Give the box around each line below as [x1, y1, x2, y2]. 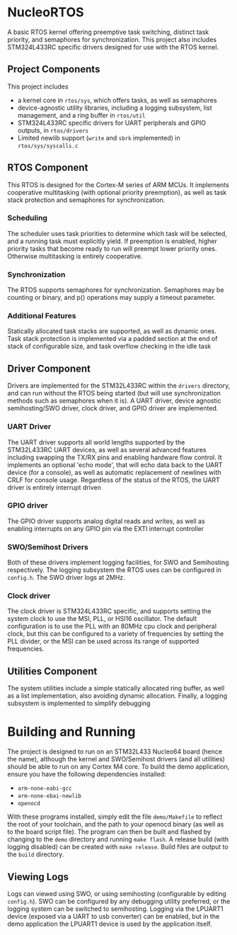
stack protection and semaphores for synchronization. [7, 196, 166, 204]
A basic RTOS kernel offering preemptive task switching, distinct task [7, 28, 209, 36]
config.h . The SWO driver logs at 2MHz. [7, 573, 125, 582]
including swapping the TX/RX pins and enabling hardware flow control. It [7, 453, 222, 461]
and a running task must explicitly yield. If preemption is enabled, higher [7, 237, 217, 245]
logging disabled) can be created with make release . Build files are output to [7, 843, 229, 851]
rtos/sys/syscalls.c [17, 142, 79, 150]
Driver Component [7, 362, 91, 374]
